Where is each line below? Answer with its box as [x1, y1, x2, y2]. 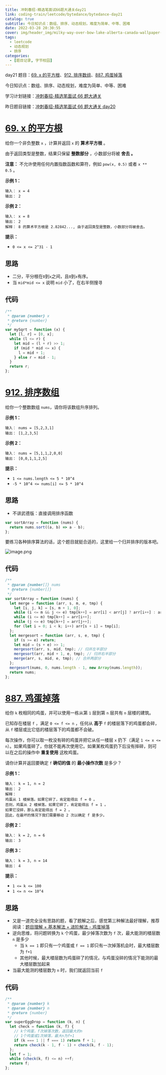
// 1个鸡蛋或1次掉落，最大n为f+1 [14, 1033, 75, 1038]
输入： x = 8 [5, 214, 30, 219]
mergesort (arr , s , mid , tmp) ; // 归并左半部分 [14, 647, 107, 652]
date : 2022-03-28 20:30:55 [5, 26, 61, 31]
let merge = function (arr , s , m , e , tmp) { [9, 601, 103, 606]
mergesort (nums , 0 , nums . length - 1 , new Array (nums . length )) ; [9, 665, 143, 670]
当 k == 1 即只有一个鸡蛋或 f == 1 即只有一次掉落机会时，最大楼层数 [19, 942, 160, 948]
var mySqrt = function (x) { [5, 327, 65, 332]
